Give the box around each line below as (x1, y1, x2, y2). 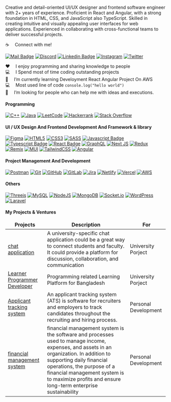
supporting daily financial (47, 357, 108, 364)
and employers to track (47, 304, 102, 311)
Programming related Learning (47, 273, 120, 280)
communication (47, 262, 84, 269)
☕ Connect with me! (5, 42, 52, 47)
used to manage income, (47, 337, 106, 344)
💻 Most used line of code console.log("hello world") (5, 82, 125, 88)
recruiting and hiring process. (47, 316, 118, 324)
